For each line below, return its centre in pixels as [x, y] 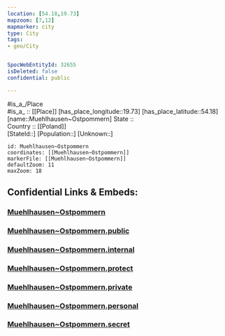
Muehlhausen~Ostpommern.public [68, 231]
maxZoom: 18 [24, 171]
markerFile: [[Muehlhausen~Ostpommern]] [67, 159]
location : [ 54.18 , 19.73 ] [43, 14]
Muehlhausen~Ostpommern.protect [70, 268]
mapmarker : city [31, 27]
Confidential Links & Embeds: [73, 192]
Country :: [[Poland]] [37, 126]
